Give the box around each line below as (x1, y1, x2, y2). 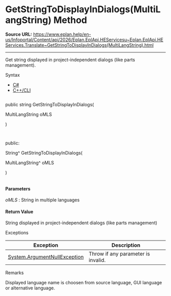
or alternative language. (5, 285, 55, 291)
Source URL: (5, 31, 32, 37)
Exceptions (5, 230, 29, 236)
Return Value (5, 209, 34, 215)
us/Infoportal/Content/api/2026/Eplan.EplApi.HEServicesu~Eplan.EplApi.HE (5, 37, 164, 43)
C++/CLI (12, 87, 31, 93)
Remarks (5, 270, 24, 276)
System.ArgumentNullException (8, 253, 84, 260)
